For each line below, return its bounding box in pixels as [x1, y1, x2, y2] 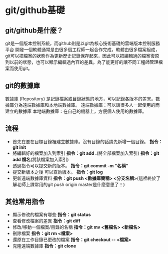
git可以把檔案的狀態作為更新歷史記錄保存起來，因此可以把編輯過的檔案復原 [5, 53, 159, 59]
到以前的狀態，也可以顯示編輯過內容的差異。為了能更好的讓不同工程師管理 [5, 59, 158, 65]
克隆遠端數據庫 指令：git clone [12, 243, 76, 249]
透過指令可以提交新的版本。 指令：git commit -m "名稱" [12, 162, 128, 168]
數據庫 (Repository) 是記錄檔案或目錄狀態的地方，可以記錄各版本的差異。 [5, 96, 156, 102]
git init [12, 144, 26, 150]
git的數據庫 [5, 81, 40, 90]
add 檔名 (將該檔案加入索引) [12, 156, 69, 162]
